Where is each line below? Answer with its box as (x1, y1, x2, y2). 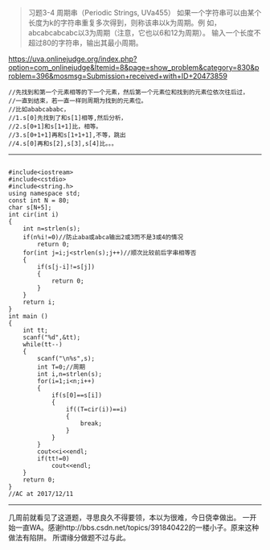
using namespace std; (8, 189, 81, 197)
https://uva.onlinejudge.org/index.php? (8, 54, 137, 64)
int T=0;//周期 (37, 363, 86, 371)
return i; (22, 298, 56, 306)
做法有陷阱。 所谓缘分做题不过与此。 (8, 533, 130, 542)
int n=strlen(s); (22, 225, 81, 233)
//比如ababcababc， (8, 105, 70, 114)
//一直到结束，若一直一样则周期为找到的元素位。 (8, 97, 147, 105)
